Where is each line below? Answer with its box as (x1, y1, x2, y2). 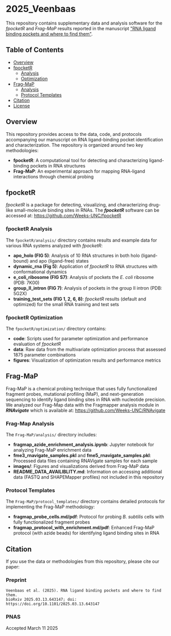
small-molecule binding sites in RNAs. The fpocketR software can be (14, 207, 160, 214)
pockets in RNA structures (30, 162, 86, 169)
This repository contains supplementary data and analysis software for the (6, 20, 163, 26)
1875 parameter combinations (13, 351, 76, 358)
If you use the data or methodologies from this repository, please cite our (6, 558, 160, 564)
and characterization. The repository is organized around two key (6, 142, 143, 148)
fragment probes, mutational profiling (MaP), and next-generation (6, 391, 144, 397)
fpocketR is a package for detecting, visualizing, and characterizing (6, 202, 148, 208)
